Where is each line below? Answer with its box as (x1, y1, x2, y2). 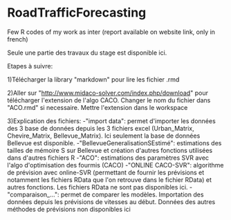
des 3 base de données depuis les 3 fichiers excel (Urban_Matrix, (7, 124, 195, 132)
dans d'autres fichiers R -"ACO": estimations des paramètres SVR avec (7, 154, 210, 162)
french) (7, 35, 29, 43)
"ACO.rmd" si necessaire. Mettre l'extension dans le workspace (7, 103, 188, 111)
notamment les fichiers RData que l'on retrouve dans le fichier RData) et (7, 175, 212, 184)
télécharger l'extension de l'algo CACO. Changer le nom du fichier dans (7, 95, 211, 104)
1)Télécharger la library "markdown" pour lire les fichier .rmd (7, 75, 180, 84)
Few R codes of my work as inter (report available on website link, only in (7, 28, 216, 36)
